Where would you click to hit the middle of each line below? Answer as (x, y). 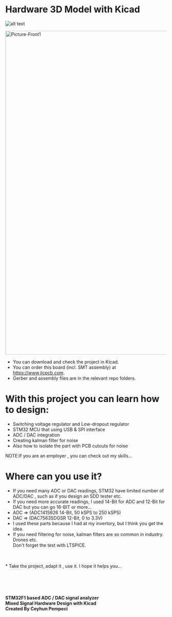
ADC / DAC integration (36, 435)
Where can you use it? (54, 477)
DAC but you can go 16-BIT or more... (52, 507)
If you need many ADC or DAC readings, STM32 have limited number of (88, 490)
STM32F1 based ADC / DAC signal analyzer (52, 598)
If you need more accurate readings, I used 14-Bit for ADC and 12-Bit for (89, 502)
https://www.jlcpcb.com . (39, 372)
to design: (27, 410)
